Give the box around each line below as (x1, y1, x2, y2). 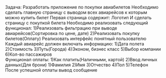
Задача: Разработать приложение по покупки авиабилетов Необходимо (5, 4, 159, 10)
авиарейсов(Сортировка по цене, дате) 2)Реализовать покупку (5, 31, 140, 36)
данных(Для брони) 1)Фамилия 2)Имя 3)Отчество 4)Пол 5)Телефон (5, 62, 149, 68)
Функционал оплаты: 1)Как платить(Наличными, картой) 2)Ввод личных (5, 57, 158, 62)
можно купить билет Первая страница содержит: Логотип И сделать (5, 15, 152, 20)
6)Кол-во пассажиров (5, 51, 52, 57)
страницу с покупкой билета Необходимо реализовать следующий (5, 20, 149, 26)
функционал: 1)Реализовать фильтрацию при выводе (5, 25, 117, 31)
